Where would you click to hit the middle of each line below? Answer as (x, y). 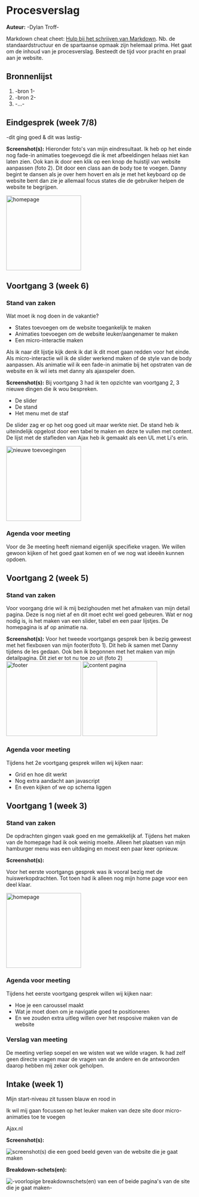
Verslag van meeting (37, 1039)
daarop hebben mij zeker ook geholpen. (55, 1065)
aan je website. (25, 58)
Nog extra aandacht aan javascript (57, 780)
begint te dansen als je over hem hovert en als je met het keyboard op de (96, 174)
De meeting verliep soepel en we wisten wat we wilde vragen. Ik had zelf (96, 1053)
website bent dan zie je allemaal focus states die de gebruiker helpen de (95, 180)
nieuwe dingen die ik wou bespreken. (52, 389)
